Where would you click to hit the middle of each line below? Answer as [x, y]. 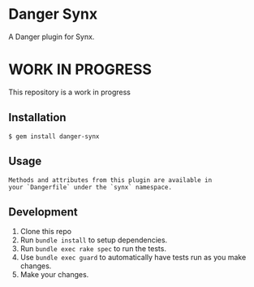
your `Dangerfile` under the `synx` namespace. [90, 187]
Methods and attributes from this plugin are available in [110, 180]
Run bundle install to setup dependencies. [94, 240]
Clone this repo [45, 232]
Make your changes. [54, 275]
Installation [37, 117]
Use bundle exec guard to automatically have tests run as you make [133, 258]
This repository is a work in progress [70, 92]
